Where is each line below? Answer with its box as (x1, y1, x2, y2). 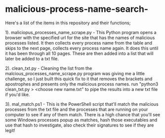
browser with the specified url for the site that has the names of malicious (5, 35, 155, 41)
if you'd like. (5, 92, 30, 97)
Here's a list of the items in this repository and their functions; (5, 20, 131, 26)
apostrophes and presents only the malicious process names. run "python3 (5, 81, 159, 87)
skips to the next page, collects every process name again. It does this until (5, 45, 159, 51)
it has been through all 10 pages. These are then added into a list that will (5, 50, 154, 56)
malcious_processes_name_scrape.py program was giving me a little (5, 70, 145, 76)
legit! (5, 127, 16, 133)
